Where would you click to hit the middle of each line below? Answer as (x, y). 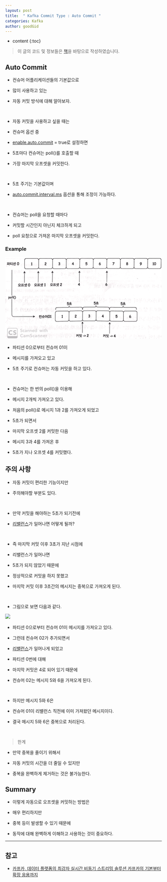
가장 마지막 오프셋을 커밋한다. (41, 164)
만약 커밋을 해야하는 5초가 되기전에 (46, 513)
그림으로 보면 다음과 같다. (37, 606)
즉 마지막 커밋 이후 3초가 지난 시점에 (47, 544)
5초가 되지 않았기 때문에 (36, 565)
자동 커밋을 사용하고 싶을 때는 (41, 121)
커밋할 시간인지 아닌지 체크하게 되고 (47, 225)
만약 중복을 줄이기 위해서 (36, 752)
